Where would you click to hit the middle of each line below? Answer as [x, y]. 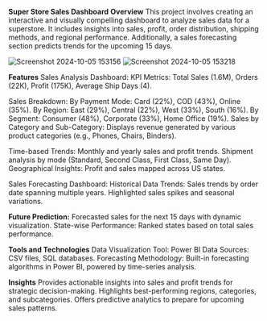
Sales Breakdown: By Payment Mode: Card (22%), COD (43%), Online [125, 101]
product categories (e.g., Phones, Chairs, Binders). [92, 135]
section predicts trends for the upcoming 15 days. [90, 46]
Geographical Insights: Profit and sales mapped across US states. [117, 168]
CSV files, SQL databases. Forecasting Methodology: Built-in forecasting [129, 258]
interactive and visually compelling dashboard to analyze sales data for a [129, 20]
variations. [26, 201]
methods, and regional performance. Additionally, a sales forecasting [123, 37]
